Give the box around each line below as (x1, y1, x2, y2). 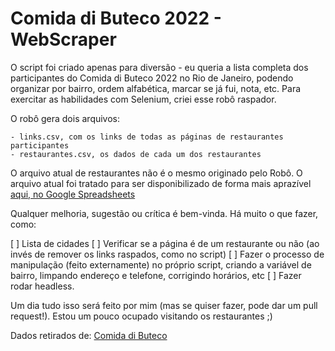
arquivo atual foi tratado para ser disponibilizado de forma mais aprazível (10, 177, 312, 189)
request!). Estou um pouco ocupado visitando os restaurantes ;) (10, 310, 273, 322)
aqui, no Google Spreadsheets (10, 188, 136, 200)
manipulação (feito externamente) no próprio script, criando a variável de (10, 258, 312, 271)
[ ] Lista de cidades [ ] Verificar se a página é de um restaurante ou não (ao (10, 237, 320, 249)
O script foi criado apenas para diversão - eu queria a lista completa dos (10, 61, 309, 73)
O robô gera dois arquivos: (10, 112, 121, 124)
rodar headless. (10, 280, 75, 292)
